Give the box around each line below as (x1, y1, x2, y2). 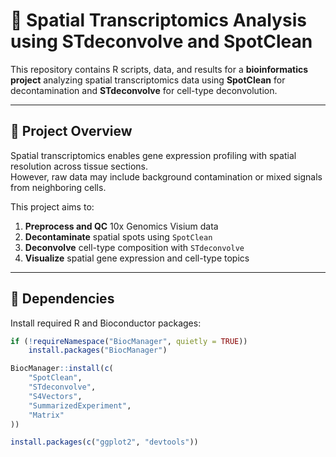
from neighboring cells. (10, 181, 107, 193)
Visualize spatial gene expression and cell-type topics (24, 252, 250, 264)
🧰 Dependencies (10, 290, 115, 308)
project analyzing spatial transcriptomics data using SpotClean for (10, 74, 286, 86)
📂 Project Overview (10, 123, 133, 140)
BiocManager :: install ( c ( (10, 364, 114, 374)
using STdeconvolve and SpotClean (10, 30, 313, 53)
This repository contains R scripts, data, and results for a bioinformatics (10, 63, 309, 75)
